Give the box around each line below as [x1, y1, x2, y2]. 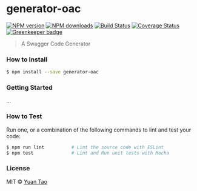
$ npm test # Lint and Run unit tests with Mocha [6, 150, 170, 156]
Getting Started [6, 84, 53, 92]
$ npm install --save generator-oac [6, 69, 99, 75]
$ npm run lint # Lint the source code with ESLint [6, 144, 164, 150]
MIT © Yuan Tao [6, 178, 47, 185]
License [6, 164, 30, 173]
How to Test [6, 112, 42, 121]
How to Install [6, 55, 47, 64]
